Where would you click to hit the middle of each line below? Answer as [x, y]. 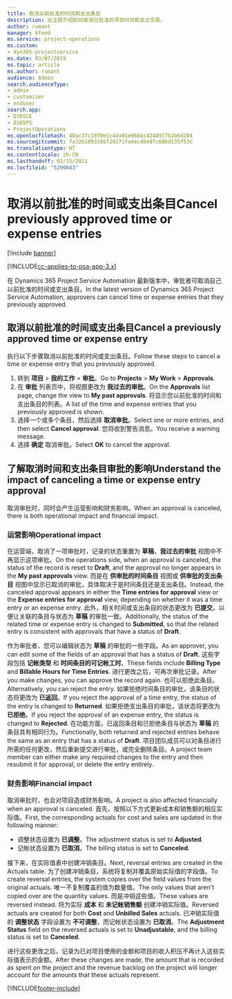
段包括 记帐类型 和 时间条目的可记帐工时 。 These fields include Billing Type [114, 663]
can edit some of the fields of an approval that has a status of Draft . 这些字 [114, 654]
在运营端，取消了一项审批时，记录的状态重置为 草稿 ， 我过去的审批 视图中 [112, 551]
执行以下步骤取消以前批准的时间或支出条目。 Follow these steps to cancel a [114, 356]
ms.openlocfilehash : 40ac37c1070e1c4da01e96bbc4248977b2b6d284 [100, 135]
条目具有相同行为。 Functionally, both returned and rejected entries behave [113, 732]
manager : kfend [29, 33]
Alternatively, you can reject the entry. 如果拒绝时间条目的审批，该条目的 [110, 689]
